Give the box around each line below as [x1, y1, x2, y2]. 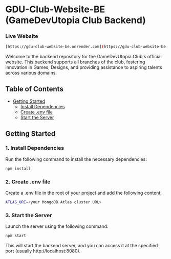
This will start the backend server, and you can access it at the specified [5, 243, 158, 249]
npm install [5, 166, 31, 171]
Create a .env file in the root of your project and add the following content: [5, 190, 162, 196]
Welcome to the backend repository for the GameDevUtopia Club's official [5, 54, 162, 60]
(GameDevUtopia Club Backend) [5, 14, 146, 26]
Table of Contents [5, 84, 64, 93]
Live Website [5, 33, 38, 40]
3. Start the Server [5, 211, 52, 219]
